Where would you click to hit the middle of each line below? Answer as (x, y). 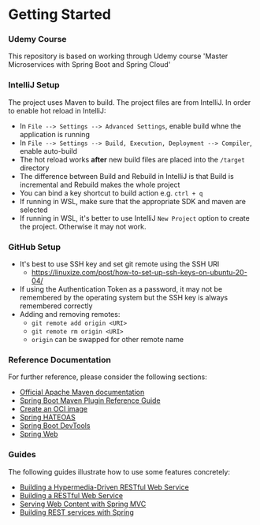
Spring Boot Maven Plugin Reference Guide (90, 400)
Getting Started (60, 15)
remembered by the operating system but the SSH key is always (124, 298)
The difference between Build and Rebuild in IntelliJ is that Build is (126, 176)
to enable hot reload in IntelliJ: (57, 110)
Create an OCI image (54, 409)
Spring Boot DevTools (55, 426)
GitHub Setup (35, 247)
